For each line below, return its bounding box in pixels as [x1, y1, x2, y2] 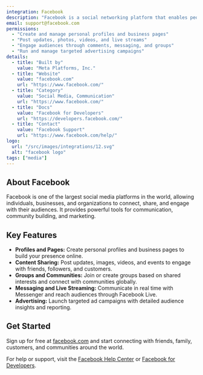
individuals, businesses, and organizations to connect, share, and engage [6, 200, 189, 207]
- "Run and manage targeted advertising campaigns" [11, 48, 145, 54]
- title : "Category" [11, 88, 63, 94]
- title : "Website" [11, 71, 61, 77]
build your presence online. [14, 252, 83, 260]
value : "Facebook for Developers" [17, 110, 104, 116]
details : [6, 54, 28, 60]
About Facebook [6, 177, 70, 187]
